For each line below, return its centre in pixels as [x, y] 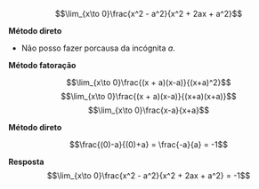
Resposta [26, 161]
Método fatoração [42, 65]
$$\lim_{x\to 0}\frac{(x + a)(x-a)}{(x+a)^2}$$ [149, 83]
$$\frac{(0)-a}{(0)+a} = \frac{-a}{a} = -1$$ [149, 145]
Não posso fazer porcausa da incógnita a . [98, 48]
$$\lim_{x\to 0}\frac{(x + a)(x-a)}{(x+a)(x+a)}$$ [149, 96]
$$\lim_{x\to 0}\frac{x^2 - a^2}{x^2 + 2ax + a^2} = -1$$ [149, 176]
